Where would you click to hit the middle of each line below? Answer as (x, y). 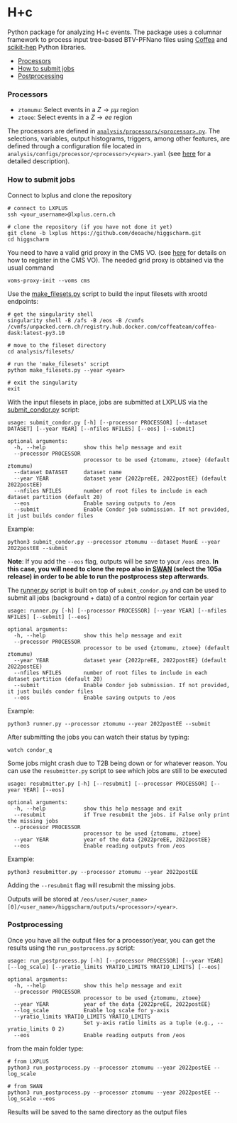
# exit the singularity (43, 383)
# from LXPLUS (28, 1061)
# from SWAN (25, 1086)
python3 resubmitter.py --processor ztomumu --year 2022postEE (103, 872)
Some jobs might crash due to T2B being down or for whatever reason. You (118, 763)
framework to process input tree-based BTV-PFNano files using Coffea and (118, 39)
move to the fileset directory (60, 345)
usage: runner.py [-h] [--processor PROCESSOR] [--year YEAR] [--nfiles (117, 610)
